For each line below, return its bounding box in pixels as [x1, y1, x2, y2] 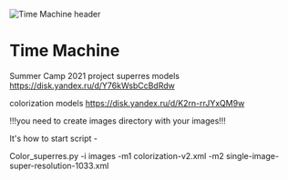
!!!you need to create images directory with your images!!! [9, 115, 226, 126]
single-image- [226, 150, 280, 161]
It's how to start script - [9, 133, 98, 144]
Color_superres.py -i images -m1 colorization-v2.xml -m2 [9, 150, 225, 161]
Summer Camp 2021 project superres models [9, 70, 180, 81]
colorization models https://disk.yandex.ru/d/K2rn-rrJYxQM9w [9, 97, 245, 108]
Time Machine [9, 41, 120, 61]
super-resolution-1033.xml [9, 160, 109, 171]
